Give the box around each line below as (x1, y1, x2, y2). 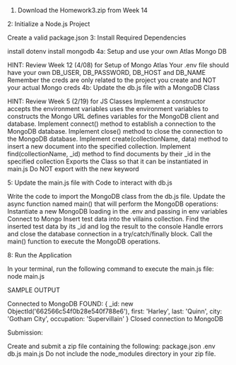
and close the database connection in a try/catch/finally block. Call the (7, 230, 213, 238)
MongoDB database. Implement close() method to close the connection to (7, 127, 223, 135)
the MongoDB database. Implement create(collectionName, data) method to (7, 134, 228, 143)
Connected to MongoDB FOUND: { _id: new (7, 300, 134, 308)
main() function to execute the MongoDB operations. (7, 237, 160, 245)
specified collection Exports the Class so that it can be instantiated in (7, 157, 208, 166)
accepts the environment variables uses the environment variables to (7, 105, 208, 112)
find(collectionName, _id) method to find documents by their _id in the (7, 150, 211, 158)
